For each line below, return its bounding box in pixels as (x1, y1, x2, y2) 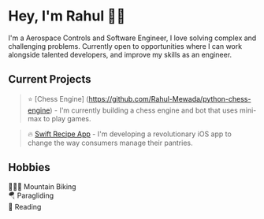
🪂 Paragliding (8, 191, 54, 200)
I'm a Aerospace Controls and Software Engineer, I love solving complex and (8, 33, 257, 43)
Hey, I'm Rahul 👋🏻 (8, 7, 126, 25)
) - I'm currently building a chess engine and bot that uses (50, 106, 238, 115)
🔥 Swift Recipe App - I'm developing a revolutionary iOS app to (27, 129, 232, 139)
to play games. (43, 113, 91, 123)
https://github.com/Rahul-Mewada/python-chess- (88, 94, 251, 103)
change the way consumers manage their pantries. (27, 138, 193, 147)
